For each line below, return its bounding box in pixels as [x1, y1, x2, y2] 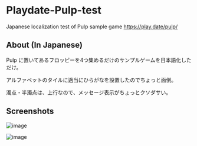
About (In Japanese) [6, 40, 83, 50]
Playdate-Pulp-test [6, 4, 102, 17]
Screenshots [6, 107, 54, 117]
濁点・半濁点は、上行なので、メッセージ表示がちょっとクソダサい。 [6, 89, 172, 96]
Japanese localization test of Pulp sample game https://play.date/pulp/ [6, 23, 178, 30]
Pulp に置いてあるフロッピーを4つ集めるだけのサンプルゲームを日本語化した [6, 57, 192, 64]
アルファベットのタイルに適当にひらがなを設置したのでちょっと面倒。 [6, 76, 177, 83]
